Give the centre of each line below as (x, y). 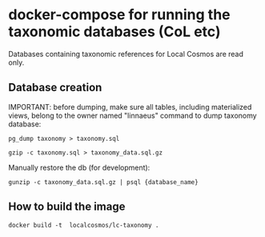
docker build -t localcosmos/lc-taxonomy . (84, 225)
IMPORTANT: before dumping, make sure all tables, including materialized (130, 106)
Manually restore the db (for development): (79, 167)
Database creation (55, 88)
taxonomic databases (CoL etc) (114, 32)
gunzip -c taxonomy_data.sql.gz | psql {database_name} (103, 182)
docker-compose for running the (119, 15)
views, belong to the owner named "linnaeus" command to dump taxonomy (133, 115)
